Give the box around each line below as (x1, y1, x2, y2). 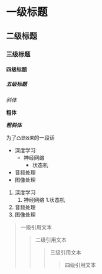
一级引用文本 (20, 224, 52, 231)
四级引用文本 (64, 262, 96, 269)
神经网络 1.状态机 (23, 196, 65, 204)
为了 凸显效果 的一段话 (6, 134, 55, 141)
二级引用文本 (35, 236, 67, 243)
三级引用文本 (50, 249, 81, 256)
